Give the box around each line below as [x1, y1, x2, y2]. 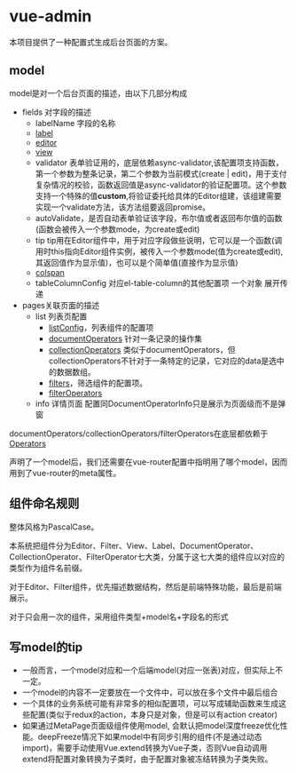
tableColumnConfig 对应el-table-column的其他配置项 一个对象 [35, 277, 263, 288]
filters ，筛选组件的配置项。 [48, 378, 148, 388]
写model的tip [9, 640, 83, 655]
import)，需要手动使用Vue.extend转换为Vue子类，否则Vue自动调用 [21, 743, 268, 753]
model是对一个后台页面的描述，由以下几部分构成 [9, 87, 188, 99]
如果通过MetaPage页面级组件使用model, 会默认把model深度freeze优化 [21, 720, 281, 731]
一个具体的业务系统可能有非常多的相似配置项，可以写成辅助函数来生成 [21, 698, 279, 709]
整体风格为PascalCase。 [9, 521, 99, 532]
